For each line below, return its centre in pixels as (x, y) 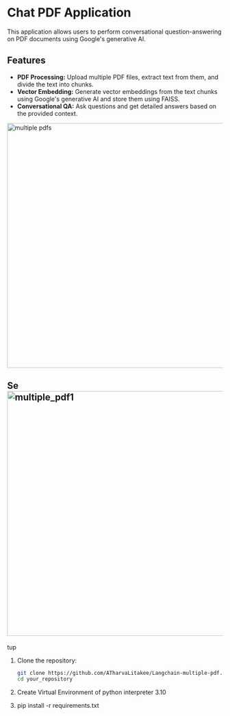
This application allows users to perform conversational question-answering (114, 32)
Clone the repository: (47, 660)
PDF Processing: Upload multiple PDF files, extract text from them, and (118, 77)
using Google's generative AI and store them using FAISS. (98, 99)
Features (26, 61)
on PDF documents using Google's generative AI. (76, 38)
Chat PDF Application (69, 13)
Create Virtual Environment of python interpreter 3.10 (91, 692)
